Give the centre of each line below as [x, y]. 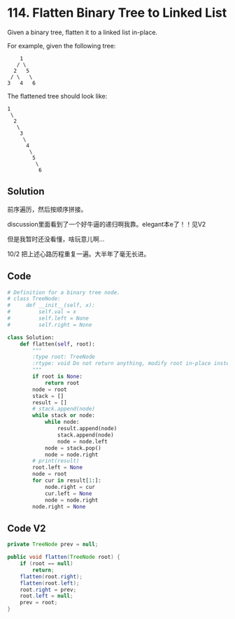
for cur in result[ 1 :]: [67, 481]
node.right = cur [70, 487]
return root [62, 383]
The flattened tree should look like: [57, 96]
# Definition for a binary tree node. [64, 292]
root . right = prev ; [48, 590]
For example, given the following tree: [62, 45]
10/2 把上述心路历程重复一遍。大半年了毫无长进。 [79, 254]
